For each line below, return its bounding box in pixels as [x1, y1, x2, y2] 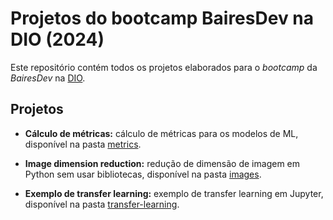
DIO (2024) [10, 28, 105, 51]
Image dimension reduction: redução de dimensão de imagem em [24, 157, 301, 169]
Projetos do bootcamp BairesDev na [10, 7, 314, 30]
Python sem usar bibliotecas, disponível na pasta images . [24, 168, 262, 180]
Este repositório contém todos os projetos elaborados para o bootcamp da [10, 61, 318, 73]
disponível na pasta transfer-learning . [24, 198, 180, 210]
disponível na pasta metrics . [24, 138, 142, 150]
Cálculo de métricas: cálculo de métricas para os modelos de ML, [24, 127, 299, 139]
